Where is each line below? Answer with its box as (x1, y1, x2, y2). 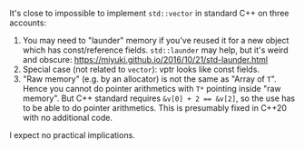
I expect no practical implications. (9, 130, 136, 140)
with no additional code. (22, 113, 113, 123)
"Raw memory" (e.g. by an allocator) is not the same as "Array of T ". (22, 74, 277, 84)
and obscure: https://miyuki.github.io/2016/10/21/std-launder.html (22, 55, 269, 65)
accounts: (9, 17, 47, 28)
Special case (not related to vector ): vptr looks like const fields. (22, 64, 260, 74)
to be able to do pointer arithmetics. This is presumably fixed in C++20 (22, 103, 288, 113)
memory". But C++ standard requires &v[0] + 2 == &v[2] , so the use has (22, 93, 296, 104)
